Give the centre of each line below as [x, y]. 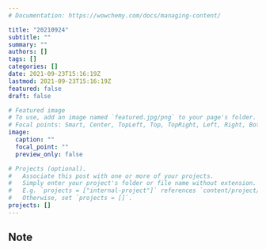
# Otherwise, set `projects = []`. [70, 198]
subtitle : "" [30, 37]
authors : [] [28, 52]
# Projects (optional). [47, 168]
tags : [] [23, 59]
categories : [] [33, 67]
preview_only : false [49, 154]
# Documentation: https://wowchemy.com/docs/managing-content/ [115, 15]
